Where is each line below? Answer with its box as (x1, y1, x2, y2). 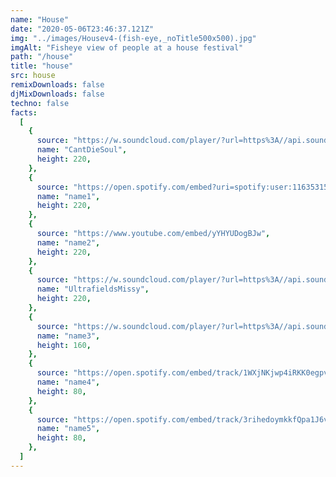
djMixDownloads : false (10, 89, 105, 99)
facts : (10, 107, 38, 118)
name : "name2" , (36, 237, 101, 248)
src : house (10, 71, 56, 81)
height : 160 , (36, 340, 92, 350)
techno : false (10, 98, 70, 108)
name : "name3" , (36, 331, 101, 341)
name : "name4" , (36, 377, 101, 387)
